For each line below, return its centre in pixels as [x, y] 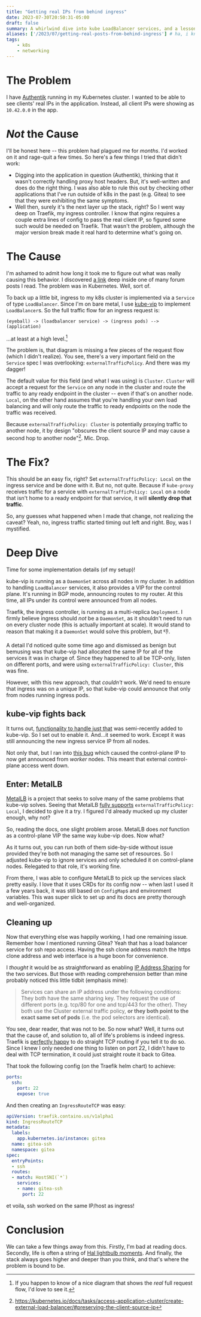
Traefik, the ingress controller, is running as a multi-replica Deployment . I [95, 611]
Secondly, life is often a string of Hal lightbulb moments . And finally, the [94, 1253]
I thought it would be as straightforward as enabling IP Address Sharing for [98, 968]
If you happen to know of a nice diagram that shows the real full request [103, 1283]
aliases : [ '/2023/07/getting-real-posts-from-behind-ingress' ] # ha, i [97, 34]
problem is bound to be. [36, 1265]
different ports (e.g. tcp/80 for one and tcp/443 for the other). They [104, 1005]
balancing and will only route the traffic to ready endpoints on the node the [98, 406]
